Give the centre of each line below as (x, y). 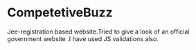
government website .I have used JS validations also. (83, 38)
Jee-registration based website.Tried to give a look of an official (98, 32)
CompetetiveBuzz (60, 13)
